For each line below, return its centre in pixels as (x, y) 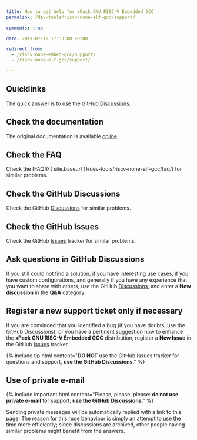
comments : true (25, 28)
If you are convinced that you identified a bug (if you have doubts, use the (96, 325)
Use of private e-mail (46, 380)
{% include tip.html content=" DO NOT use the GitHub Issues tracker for (93, 356)
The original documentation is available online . (62, 136)
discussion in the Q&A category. (46, 292)
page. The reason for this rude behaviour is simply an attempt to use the (94, 418)
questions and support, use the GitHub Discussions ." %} (76, 361)
